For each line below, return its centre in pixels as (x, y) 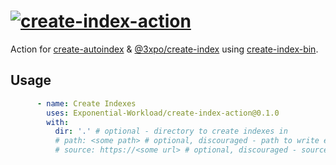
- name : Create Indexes (86, 103)
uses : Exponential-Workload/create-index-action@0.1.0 (163, 113)
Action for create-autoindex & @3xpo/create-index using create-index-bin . (164, 49)
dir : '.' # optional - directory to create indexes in (171, 131)
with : (58, 122)
